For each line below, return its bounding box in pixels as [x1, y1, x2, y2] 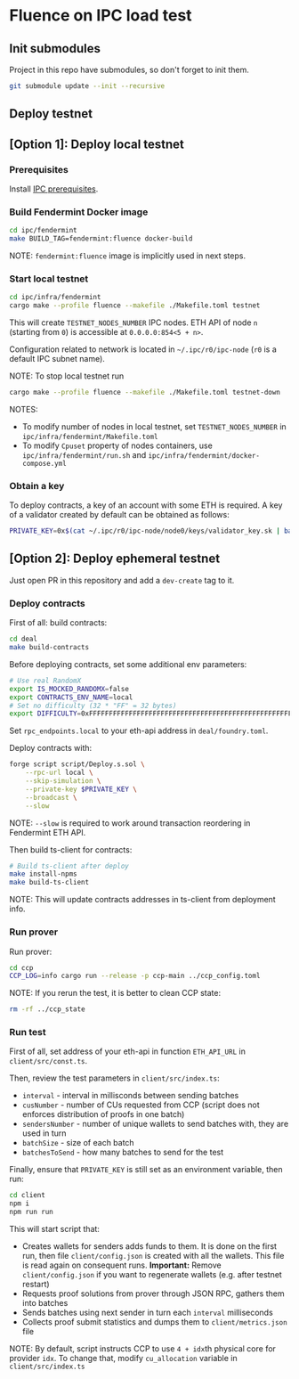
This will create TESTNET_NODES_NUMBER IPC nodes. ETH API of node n [9, 317, 258, 328]
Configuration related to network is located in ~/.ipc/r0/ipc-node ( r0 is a [9, 344, 278, 355]
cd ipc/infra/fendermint [9, 293, 101, 302]
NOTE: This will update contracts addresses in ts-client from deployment [9, 894, 276, 905]
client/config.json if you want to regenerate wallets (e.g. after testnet [21, 1269, 282, 1280]
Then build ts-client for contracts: [9, 844, 133, 855]
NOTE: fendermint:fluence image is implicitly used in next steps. [9, 250, 246, 261]
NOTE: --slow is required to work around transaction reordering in [9, 817, 251, 828]
